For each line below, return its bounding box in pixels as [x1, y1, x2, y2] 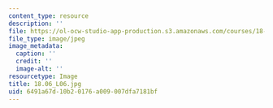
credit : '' [15, 58, 53, 66]
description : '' [8, 19, 63, 28]
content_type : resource [8, 11, 89, 20]
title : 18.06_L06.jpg [8, 80, 82, 88]
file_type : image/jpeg [8, 34, 85, 43]
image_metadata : [8, 42, 63, 50]
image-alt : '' [15, 65, 63, 73]
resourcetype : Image [8, 72, 79, 80]
